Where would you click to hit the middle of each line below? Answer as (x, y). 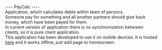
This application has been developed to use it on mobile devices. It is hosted (81, 37)
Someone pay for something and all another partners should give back (75, 17)
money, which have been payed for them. (46, 22)
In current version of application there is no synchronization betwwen (74, 27)
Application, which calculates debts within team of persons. (65, 12)
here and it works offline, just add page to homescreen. (60, 42)
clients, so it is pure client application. (43, 32)
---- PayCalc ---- (22, 7)
